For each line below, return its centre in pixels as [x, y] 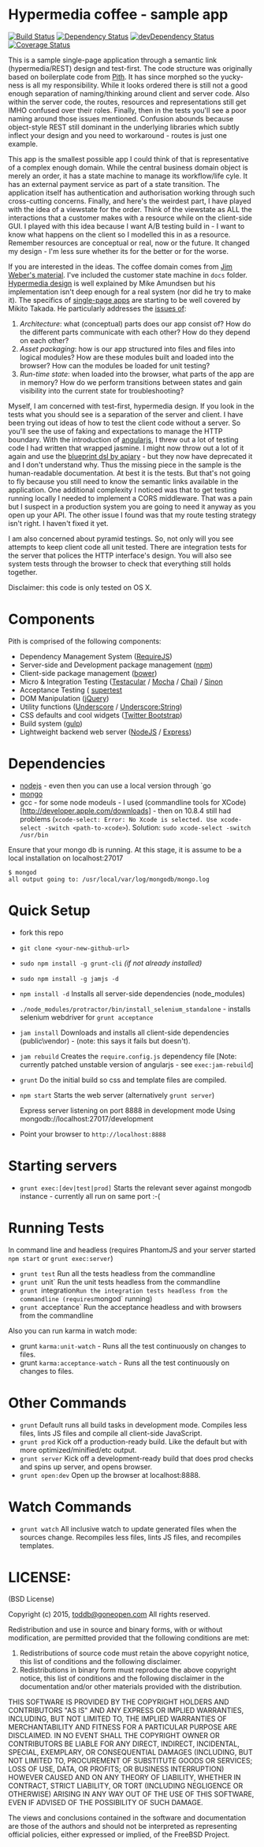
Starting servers [63, 1166]
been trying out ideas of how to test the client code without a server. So [125, 423]
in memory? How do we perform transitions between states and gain [131, 382]
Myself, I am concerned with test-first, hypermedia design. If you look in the [131, 406]
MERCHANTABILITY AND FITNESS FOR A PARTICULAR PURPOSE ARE [123, 1727]
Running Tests [56, 1228]
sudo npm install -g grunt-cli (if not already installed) [111, 963]
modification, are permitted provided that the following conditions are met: [129, 1638]
